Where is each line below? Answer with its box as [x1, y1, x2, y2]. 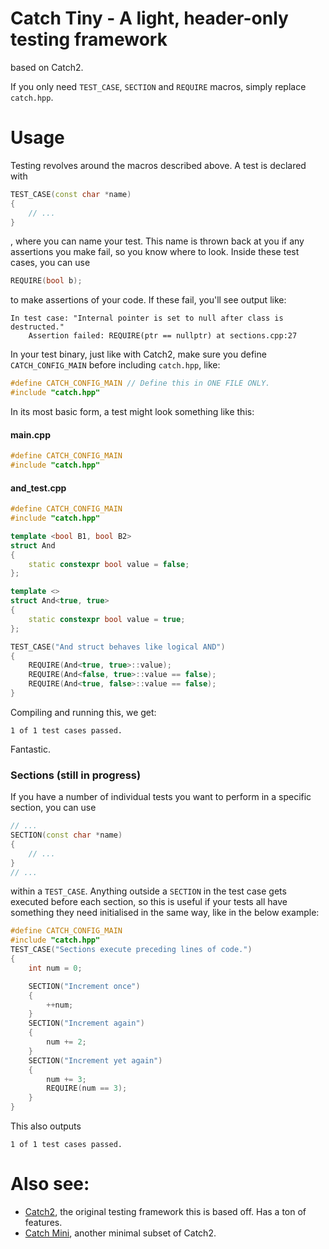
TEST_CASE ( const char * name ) [10, 189, 132, 199]
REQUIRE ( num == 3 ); [46, 1083, 128, 1094]
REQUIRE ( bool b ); [10, 276, 83, 286]
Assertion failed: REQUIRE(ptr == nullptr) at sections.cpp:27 [28, 331, 298, 341]
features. [24, 1217, 63, 1229]
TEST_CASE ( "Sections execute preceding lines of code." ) [10, 945, 253, 955]
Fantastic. [10, 743, 51, 755]
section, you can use [10, 802, 97, 814]
